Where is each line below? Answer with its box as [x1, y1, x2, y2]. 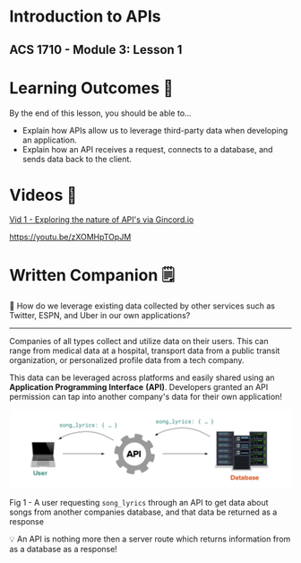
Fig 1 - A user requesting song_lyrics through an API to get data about [9, 498, 269, 508]
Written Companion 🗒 [9, 264, 175, 285]
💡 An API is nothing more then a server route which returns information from [9, 533, 291, 544]
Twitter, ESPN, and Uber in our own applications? [9, 310, 191, 321]
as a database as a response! [9, 544, 118, 555]
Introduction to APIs [9, 6, 161, 27]
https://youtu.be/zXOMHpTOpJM [9, 231, 132, 243]
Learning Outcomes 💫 [9, 78, 174, 98]
